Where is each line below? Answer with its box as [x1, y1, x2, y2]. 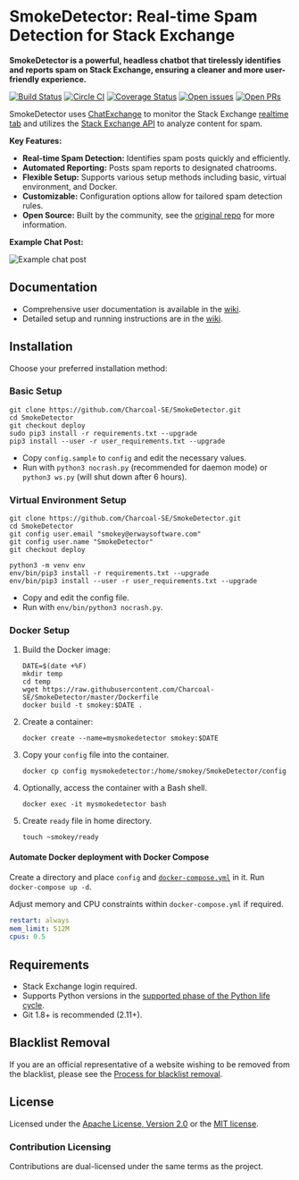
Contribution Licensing [9, 1141, 112, 1153]
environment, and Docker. [21, 181, 118, 191]
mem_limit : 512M [9, 924, 70, 933]
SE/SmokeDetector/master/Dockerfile [21, 693, 159, 702]
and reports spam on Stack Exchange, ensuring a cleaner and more [9, 64, 264, 75]
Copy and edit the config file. [21, 592, 129, 603]
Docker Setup [9, 624, 70, 637]
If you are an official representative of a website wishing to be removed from [9, 1058, 290, 1070]
